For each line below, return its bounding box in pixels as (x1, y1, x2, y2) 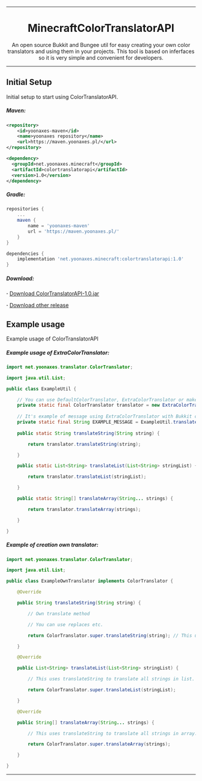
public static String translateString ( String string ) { (17, 430, 161, 436)
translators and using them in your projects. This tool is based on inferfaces (7, 48, 195, 55)
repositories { (6, 206, 44, 212)
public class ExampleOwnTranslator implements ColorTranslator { (6, 578, 173, 585)
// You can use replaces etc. (28, 621, 103, 627)
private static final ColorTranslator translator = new (17, 402, 161, 409)
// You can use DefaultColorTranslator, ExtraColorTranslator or (17, 397, 185, 403)
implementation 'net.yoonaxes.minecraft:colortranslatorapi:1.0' (17, 256, 185, 262)
